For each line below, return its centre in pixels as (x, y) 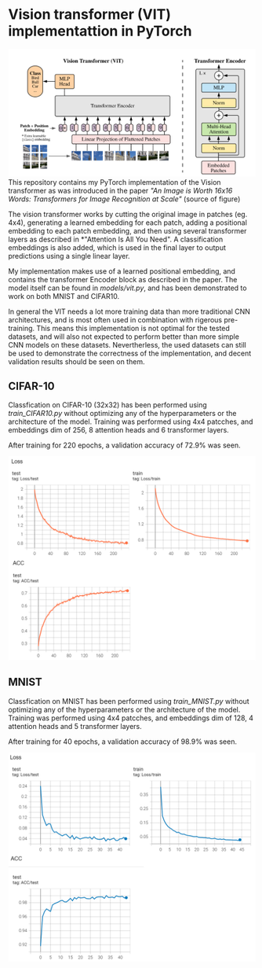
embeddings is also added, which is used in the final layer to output (117, 247)
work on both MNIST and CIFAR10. (64, 296)
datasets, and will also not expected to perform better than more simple (124, 337)
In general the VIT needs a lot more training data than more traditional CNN (129, 311)
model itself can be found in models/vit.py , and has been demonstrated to (127, 288)
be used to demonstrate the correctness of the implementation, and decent (130, 353)
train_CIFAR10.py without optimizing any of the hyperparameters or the (122, 414)
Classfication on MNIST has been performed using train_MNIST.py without (129, 701)
